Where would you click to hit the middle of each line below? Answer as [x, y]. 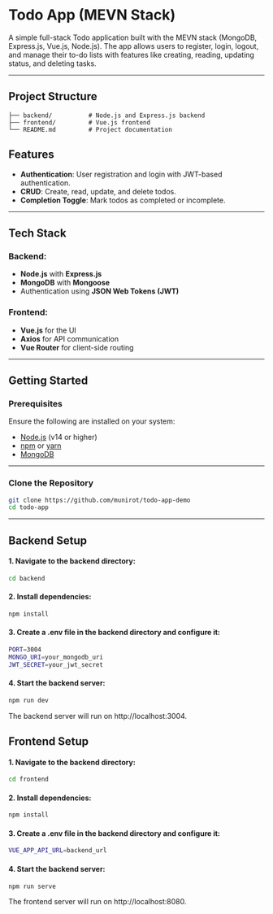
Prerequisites [35, 403]
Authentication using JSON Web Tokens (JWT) [100, 291]
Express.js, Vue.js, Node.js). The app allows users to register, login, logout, [134, 46]
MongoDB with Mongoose [65, 283]
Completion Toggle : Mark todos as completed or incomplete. [123, 200]
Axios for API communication [69, 338]
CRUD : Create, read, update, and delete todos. [98, 191]
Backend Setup [48, 540]
